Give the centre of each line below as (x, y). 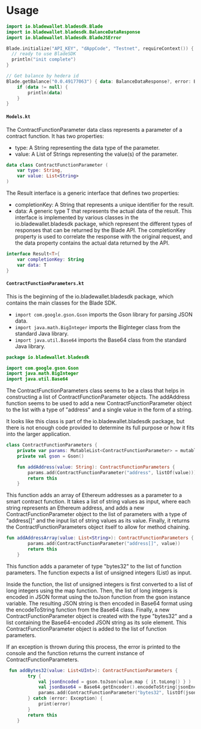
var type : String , (40, 171)
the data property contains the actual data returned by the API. (92, 243)
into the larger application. (39, 434)
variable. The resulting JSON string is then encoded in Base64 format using (99, 603)
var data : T (32, 265)
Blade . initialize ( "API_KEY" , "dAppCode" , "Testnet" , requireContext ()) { (100, 49)
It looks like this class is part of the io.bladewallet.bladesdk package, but (95, 421)
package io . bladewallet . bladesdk (48, 357)
